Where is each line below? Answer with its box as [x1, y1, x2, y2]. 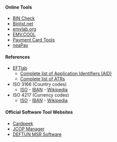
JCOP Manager [12, 126, 45, 132]
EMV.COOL [12, 31, 36, 38]
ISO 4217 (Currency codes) [12, 92, 70, 98]
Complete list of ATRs [20, 76, 66, 82]
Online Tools [5, 4, 32, 10]
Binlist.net [12, 21, 34, 27]
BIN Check [12, 15, 35, 21]
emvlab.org [12, 26, 36, 32]
